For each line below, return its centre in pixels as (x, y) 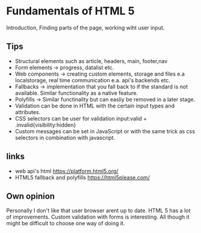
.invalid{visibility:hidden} (45, 125)
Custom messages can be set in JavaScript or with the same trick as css (105, 131)
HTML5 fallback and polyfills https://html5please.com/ (82, 177)
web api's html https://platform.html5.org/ (66, 171)
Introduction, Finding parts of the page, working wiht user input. (85, 28)
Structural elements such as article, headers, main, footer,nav (91, 61)
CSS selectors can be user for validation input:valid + (81, 118)
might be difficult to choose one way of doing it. (66, 223)
